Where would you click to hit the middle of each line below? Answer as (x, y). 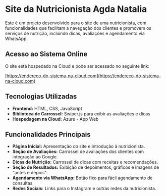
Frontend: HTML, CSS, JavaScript (47, 108)
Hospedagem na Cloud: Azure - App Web (55, 119)
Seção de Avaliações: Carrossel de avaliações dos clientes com (78, 151)
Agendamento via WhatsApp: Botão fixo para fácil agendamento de (82, 178)
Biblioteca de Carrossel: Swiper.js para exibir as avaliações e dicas (81, 114)
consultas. (23, 183)
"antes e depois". (30, 173)
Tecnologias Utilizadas (41, 97)
